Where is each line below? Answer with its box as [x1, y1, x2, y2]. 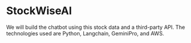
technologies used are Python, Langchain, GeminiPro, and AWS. [6, 29, 165, 37]
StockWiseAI [6, 4, 72, 18]
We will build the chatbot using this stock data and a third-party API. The [6, 24, 186, 31]
